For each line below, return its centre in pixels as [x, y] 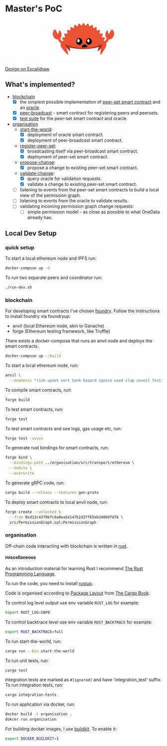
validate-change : [37, 173]
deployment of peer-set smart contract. [68, 156]
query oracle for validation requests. [64, 179]
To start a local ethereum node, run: [42, 366]
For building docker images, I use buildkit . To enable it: [61, 729]
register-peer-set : [38, 146]
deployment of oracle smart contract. [65, 135]
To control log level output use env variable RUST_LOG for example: [72, 602]
